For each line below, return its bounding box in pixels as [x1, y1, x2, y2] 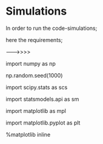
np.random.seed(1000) [5, 71, 63, 79]
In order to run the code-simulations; [5, 24, 98, 32]
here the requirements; [5, 36, 63, 43]
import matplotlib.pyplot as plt [5, 119, 81, 126]
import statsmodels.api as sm [5, 95, 79, 103]
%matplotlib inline [5, 131, 51, 138]
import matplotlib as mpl [5, 107, 66, 114]
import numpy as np [5, 60, 56, 67]
